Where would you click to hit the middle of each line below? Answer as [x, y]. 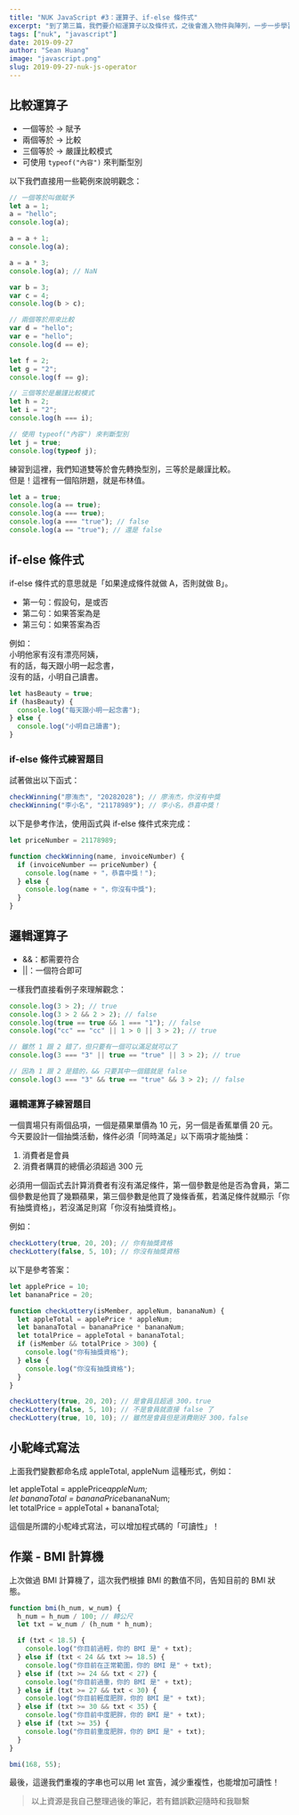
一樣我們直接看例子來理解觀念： [68, 989]
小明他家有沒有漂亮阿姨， [56, 654]
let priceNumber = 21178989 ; [63, 841]
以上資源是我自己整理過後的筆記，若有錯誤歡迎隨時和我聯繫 [140, 1801]
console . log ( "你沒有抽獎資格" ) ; [81, 1369]
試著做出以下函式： [44, 781]
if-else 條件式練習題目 [57, 759]
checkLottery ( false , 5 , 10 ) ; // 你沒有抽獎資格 [94, 1252]
